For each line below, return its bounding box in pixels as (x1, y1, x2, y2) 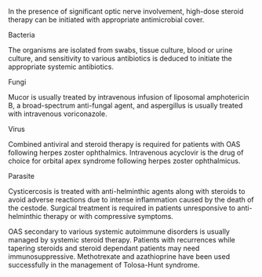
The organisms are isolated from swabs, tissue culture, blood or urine (8, 46, 233, 54)
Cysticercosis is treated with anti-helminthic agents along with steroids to (8, 187, 246, 195)
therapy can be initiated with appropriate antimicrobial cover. (8, 15, 205, 24)
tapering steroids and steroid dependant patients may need (8, 243, 200, 253)
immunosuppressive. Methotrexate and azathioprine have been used (8, 252, 230, 261)
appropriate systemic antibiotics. (8, 62, 114, 71)
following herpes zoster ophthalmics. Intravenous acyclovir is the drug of (8, 148, 244, 157)
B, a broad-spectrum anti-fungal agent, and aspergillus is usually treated (8, 101, 243, 110)
